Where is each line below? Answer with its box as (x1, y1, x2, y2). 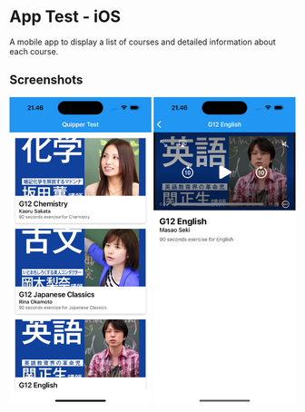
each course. (9, 45, 59, 56)
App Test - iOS (9, 6, 121, 27)
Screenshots (9, 73, 84, 88)
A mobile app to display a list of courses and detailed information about (9, 36, 277, 47)
